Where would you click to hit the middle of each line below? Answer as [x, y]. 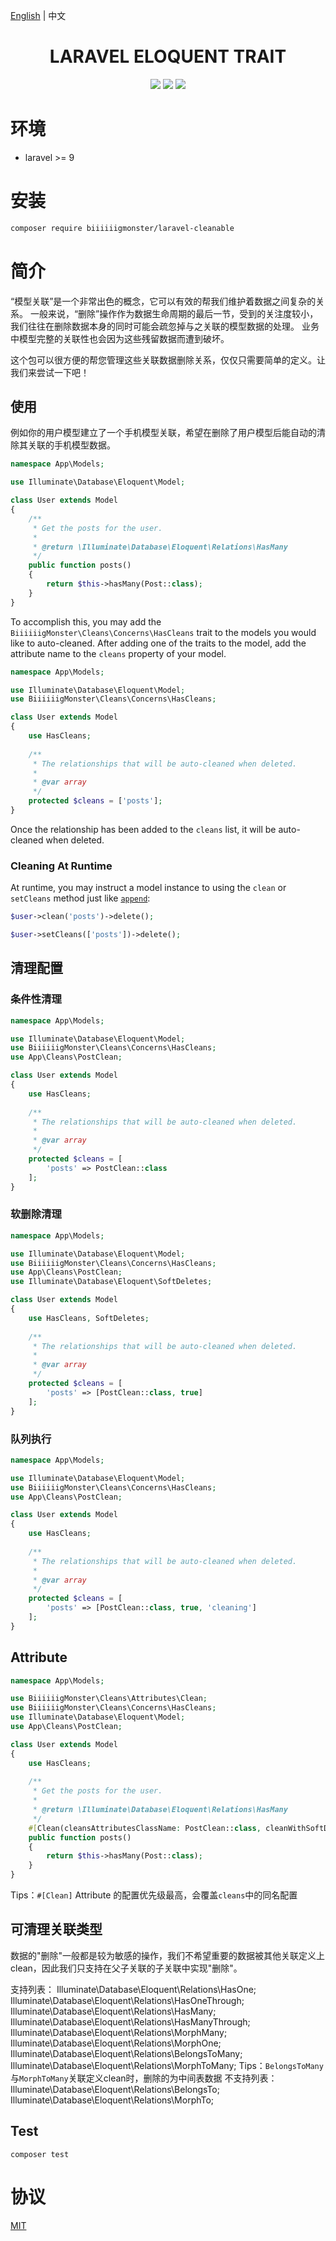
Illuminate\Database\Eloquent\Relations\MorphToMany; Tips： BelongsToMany [167, 2065]
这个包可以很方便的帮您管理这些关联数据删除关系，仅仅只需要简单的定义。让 [168, 360]
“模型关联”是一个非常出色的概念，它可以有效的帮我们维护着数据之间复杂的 [163, 301]
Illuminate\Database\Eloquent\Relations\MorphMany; [119, 2032]
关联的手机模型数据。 [71, 445]
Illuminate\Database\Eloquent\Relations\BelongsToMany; [126, 2053]
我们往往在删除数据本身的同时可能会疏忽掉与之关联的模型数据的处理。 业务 [165, 326]
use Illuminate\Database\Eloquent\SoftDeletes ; [111, 1282]
